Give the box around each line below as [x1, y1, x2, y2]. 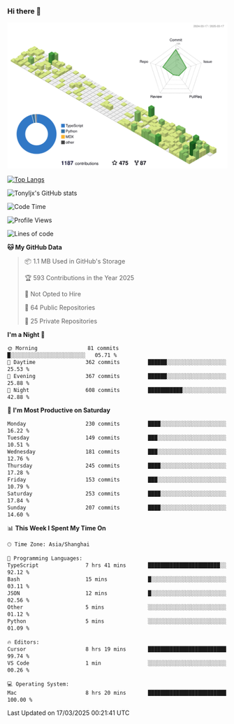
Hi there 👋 [7, 6, 42, 16]
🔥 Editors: [7, 639, 40, 646]
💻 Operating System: [7, 681, 70, 688]
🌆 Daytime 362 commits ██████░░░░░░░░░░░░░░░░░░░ [7, 359, 227, 366]
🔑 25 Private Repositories [24, 317, 98, 326]
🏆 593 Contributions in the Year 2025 [24, 274, 135, 282]
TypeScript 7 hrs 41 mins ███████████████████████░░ [7, 562, 227, 569]
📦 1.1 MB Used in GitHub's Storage [24, 257, 126, 266]
